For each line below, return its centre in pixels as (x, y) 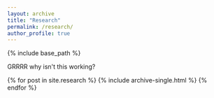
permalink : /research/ (40, 27)
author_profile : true (39, 33)
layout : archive (31, 14)
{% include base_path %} (44, 53)
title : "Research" (34, 20)
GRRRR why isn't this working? (51, 66)
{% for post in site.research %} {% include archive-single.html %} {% (107, 80)
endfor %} (22, 87)
